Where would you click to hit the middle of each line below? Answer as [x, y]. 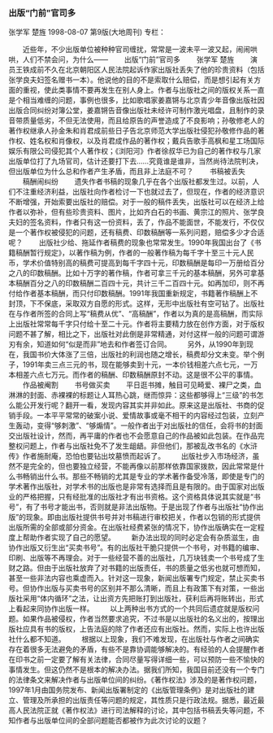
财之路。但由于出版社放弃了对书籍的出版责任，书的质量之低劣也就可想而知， [136, 568]
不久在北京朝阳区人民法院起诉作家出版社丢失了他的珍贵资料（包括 [154, 70]
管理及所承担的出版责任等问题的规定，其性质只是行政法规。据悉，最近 [140, 700]
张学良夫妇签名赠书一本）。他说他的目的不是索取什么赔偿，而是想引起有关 [131, 80]
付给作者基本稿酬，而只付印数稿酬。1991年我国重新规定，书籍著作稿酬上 [130, 294]
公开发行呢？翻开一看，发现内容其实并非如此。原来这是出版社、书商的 [140, 405]
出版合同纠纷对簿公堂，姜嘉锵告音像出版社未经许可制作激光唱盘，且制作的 [133, 111]
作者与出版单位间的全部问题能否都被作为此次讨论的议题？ [111, 721]
